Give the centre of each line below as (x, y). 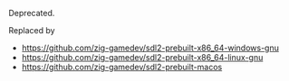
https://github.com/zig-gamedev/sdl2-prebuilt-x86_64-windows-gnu (150, 48)
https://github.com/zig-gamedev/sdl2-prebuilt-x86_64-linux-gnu (142, 57)
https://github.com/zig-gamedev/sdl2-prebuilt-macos (122, 67)
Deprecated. (32, 13)
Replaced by (32, 30)
